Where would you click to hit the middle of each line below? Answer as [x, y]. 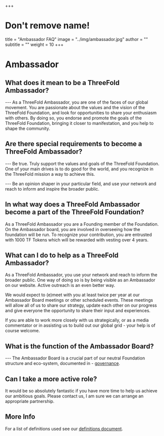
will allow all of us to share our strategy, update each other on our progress [81, 305]
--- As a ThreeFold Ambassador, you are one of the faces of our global [77, 102]
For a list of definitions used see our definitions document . [64, 429]
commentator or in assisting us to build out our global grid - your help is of [80, 325]
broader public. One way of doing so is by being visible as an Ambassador [80, 280]
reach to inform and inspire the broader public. [52, 189]
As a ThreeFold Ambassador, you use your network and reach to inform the [81, 275]
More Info [20, 417]
